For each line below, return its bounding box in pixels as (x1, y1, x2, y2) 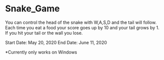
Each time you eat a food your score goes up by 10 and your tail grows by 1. (5, 24, 160, 30)
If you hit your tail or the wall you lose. (5, 30, 83, 36)
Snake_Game (5, 3, 60, 14)
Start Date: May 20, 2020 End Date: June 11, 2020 (5, 39, 108, 45)
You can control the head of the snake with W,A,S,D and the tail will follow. (5, 19, 157, 25)
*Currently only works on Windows (5, 49, 77, 55)
